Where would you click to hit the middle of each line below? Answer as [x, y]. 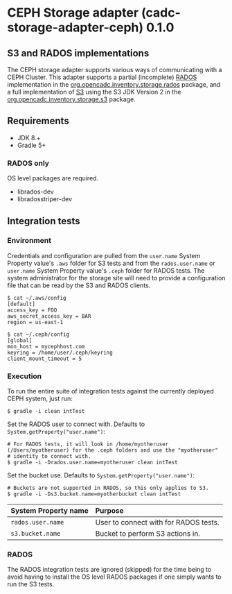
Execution [25, 376]
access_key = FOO [32, 310]
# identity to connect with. [49, 457]
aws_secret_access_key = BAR [49, 316]
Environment [29, 241]
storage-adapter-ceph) [75, 27]
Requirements [38, 121]
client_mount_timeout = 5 [44, 359]
